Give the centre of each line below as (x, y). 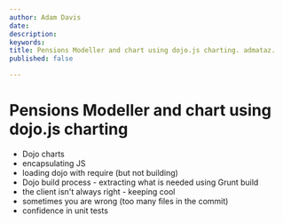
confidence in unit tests (65, 211)
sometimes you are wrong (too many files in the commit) (125, 201)
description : (33, 34)
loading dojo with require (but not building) (100, 172)
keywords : (28, 42)
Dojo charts (43, 154)
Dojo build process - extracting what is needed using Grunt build (140, 182)
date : (19, 26)
